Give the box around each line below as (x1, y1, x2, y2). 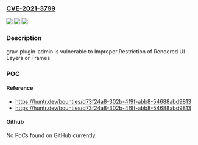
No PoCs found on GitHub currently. (6, 132, 97, 139)
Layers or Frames (6, 54, 51, 61)
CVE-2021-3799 (6, 4, 56, 13)
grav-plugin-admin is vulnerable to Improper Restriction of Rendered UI (6, 47, 185, 55)
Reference (6, 84, 34, 92)
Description (6, 34, 42, 42)
